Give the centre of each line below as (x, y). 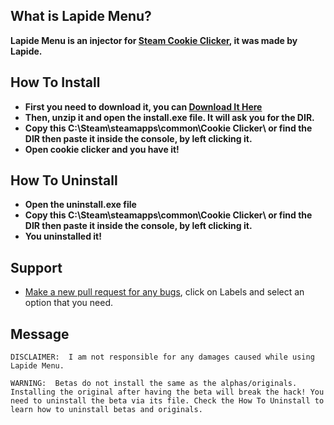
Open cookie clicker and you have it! (102, 149)
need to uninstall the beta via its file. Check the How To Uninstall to (167, 401)
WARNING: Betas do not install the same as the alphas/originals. (154, 384)
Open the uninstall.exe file (80, 205)
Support (36, 267)
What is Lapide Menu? (81, 16)
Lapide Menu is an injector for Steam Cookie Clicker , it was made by (154, 40)
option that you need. (68, 303)
